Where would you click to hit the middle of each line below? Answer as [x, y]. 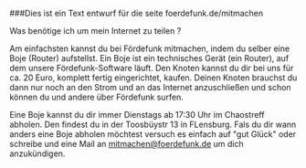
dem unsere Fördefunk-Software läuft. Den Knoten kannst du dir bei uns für [152, 68]
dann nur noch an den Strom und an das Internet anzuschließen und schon [150, 87]
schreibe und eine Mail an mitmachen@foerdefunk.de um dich [127, 144]
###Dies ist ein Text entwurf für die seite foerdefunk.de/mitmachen [137, 13]
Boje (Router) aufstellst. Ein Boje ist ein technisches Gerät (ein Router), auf [149, 58]
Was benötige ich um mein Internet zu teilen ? [95, 31]
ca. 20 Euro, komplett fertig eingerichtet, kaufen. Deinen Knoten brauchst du [153, 78]
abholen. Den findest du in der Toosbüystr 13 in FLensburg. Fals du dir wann [153, 124]
